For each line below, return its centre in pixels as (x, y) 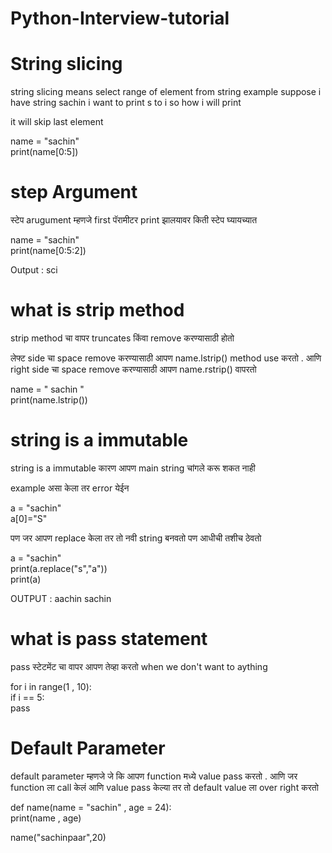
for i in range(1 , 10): (51, 686)
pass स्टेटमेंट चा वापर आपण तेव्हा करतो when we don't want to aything (139, 666)
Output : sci (34, 270)
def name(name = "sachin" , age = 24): (91, 807)
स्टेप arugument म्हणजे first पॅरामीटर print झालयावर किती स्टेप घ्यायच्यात (134, 220)
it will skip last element (57, 122)
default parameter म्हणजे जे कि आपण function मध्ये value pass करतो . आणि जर (154, 776)
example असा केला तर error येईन (70, 488)
